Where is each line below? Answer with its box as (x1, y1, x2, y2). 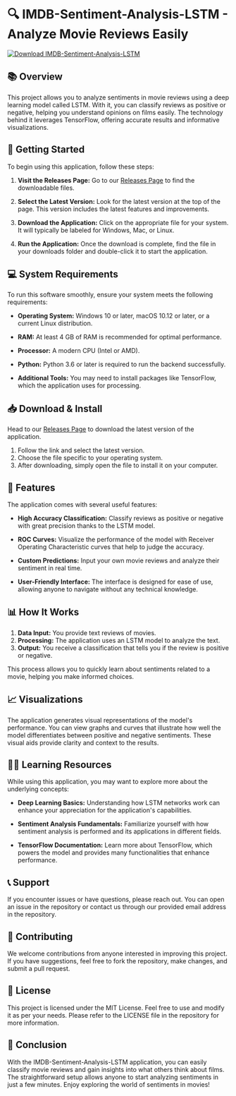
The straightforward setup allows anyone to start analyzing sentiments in (7, 1073, 219, 1081)
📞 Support (7, 877, 50, 889)
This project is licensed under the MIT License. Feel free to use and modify (7, 1004, 225, 1012)
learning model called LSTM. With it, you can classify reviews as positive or (7, 100, 227, 109)
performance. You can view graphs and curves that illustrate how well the (7, 723, 221, 732)
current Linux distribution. (17, 319, 93, 327)
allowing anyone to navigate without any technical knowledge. (17, 585, 199, 594)
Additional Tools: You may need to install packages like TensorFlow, (17, 374, 216, 383)
